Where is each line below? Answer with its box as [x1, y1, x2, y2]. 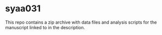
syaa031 [5, 3, 41, 14]
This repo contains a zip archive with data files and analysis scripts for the [5, 19, 157, 25]
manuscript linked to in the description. [5, 24, 85, 30]
